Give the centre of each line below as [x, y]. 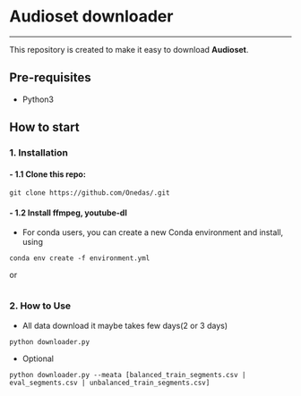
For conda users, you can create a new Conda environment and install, [153, 232]
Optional [38, 358]
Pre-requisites [50, 78]
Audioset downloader [91, 17]
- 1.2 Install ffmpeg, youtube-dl [68, 213]
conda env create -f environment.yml [80, 258]
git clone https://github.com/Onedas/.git [90, 193]
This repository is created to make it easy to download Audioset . [129, 49]
